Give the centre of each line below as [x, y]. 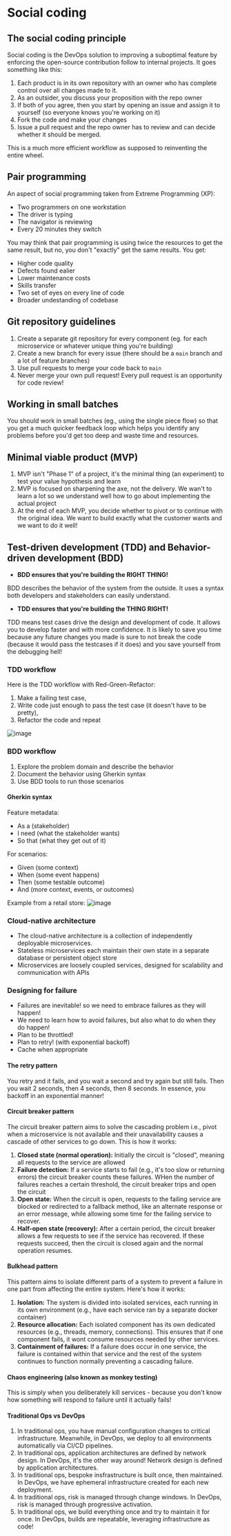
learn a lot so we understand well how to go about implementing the [113, 496]
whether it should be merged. [59, 134]
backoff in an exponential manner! [56, 1095]
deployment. [35, 1490]
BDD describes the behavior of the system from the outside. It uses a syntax [115, 588]
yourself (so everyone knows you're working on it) [89, 112]
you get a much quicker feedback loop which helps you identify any [103, 428]
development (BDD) [81, 558]
